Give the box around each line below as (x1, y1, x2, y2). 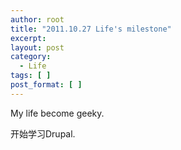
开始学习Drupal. (10, 127, 76, 140)
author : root (10, 14, 65, 25)
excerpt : (10, 33, 47, 43)
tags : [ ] (10, 71, 52, 81)
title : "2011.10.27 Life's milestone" (10, 24, 172, 34)
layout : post (10, 42, 65, 53)
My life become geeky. (10, 107, 105, 119)
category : (10, 52, 52, 62)
